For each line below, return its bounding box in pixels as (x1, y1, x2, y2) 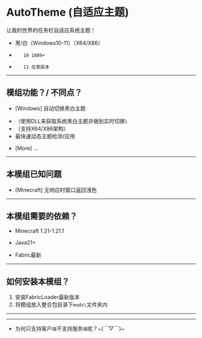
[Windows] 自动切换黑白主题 (14, 105, 86, 112)
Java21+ (14, 239, 36, 247)
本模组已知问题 (6, 169, 62, 179)
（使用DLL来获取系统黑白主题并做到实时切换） (14, 117, 130, 124)
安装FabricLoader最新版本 (14, 293, 80, 301)
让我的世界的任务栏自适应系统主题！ (6, 26, 96, 34)
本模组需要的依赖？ (6, 211, 78, 221)
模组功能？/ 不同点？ (6, 88, 83, 98)
